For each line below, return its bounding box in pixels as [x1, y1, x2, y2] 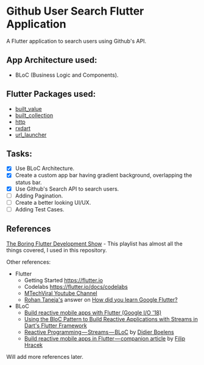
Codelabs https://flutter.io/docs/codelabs [24, 283, 128, 290]
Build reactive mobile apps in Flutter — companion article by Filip [24, 335, 186, 342]
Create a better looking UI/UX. [15, 199, 91, 206]
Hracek [24, 341, 43, 349]
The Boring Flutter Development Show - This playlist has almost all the [6, 239, 183, 247]
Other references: [6, 258, 51, 266]
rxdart [15, 124, 31, 132]
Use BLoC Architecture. [15, 165, 75, 172]
